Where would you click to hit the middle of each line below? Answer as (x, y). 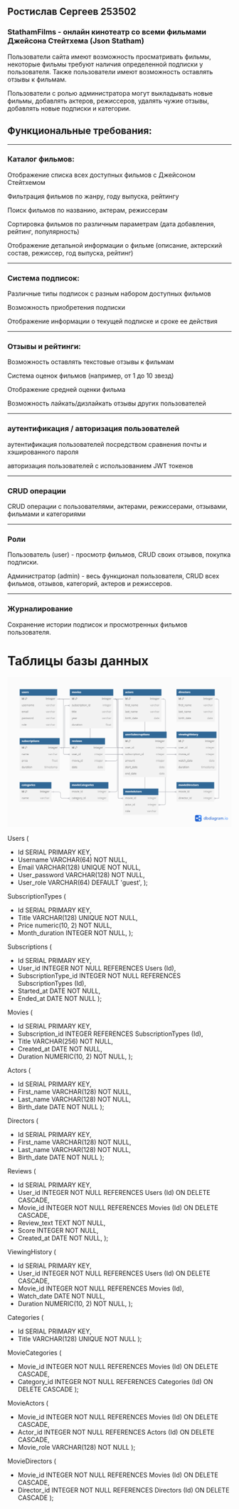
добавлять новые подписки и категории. (69, 108)
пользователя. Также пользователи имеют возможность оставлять (110, 71)
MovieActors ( (28, 1403)
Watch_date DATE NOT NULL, (61, 1296)
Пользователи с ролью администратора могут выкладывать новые (110, 93)
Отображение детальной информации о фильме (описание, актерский (115, 245)
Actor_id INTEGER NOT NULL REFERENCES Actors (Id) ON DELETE (116, 1432)
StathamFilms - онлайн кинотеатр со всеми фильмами (107, 32)
